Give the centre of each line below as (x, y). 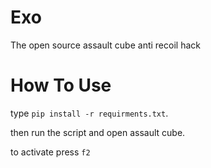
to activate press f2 (50, 152)
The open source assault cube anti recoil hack (105, 45)
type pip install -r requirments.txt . (89, 113)
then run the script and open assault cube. (98, 132)
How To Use (61, 85)
